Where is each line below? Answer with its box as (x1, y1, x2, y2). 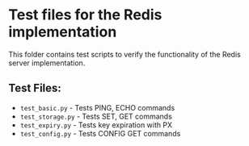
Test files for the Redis (8, 6, 162, 24)
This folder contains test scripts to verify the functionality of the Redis (8, 49, 241, 59)
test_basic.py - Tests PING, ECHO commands (19, 102, 175, 112)
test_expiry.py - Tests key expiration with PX (19, 119, 172, 130)
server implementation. (8, 58, 86, 68)
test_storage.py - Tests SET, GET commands (19, 111, 172, 121)
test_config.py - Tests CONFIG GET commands (19, 128, 181, 138)
